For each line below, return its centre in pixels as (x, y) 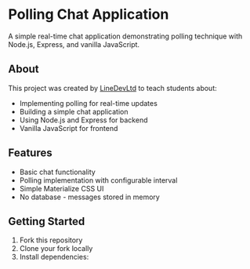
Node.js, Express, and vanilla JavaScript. (74, 44)
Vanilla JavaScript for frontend (69, 128)
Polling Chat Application (89, 15)
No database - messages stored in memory (90, 197)
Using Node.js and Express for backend (83, 120)
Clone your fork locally (56, 249)
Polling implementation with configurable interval (98, 180)
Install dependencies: (54, 257)
